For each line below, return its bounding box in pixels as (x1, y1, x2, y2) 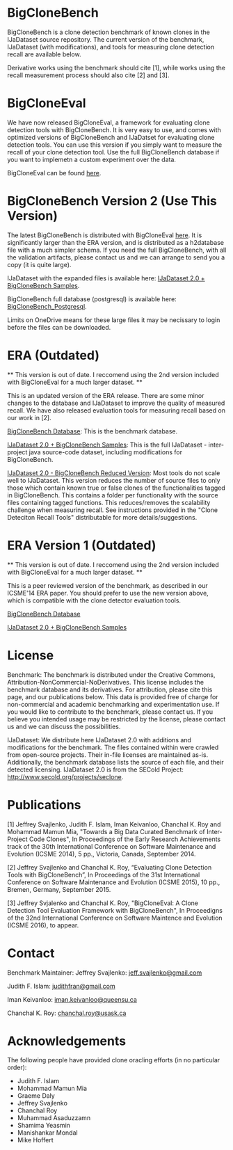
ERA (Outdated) (7, 348, 99, 363)
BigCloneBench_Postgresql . (7, 302, 87, 310)
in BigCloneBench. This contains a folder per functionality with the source (7, 490, 218, 499)
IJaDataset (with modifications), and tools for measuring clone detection (7, 42, 214, 51)
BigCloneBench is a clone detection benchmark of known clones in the (7, 28, 210, 36)
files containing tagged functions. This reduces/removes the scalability (7, 498, 211, 506)
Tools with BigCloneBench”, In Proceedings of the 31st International (7, 870, 200, 879)
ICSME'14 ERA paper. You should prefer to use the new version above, (7, 589, 209, 597)
